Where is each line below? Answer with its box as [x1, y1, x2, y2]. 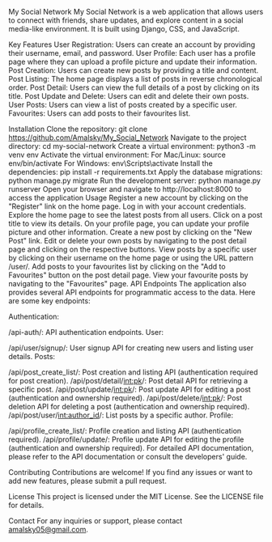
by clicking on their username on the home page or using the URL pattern [8, 253, 253, 262]
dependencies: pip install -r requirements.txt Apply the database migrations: [8, 167, 263, 176]
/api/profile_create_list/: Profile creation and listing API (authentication [8, 426, 242, 435]
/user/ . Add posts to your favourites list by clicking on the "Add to [8, 262, 226, 271]
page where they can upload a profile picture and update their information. [8, 57, 257, 66]
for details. [8, 501, 45, 510]
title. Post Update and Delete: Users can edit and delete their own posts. [8, 91, 249, 100]
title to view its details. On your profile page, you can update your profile [8, 218, 249, 228]
